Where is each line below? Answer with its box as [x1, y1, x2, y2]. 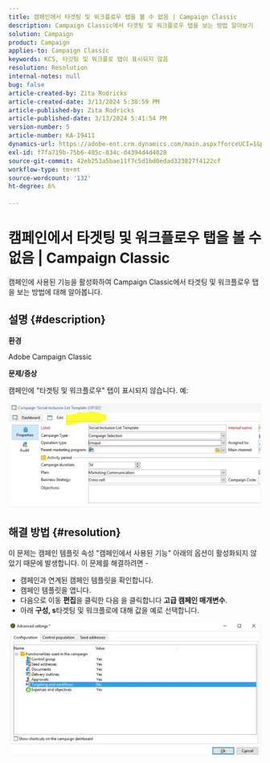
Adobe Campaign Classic [8, 352, 92, 361]
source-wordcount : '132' [8, 173, 92, 182]
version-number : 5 [8, 123, 70, 132]
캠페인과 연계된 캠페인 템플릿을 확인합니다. [19, 575, 154, 586]
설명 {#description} [8, 313, 106, 327]
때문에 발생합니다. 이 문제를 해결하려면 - [22, 558, 149, 568]
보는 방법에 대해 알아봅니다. [16, 287, 103, 296]
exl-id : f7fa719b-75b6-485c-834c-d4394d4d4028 [8, 149, 167, 157]
